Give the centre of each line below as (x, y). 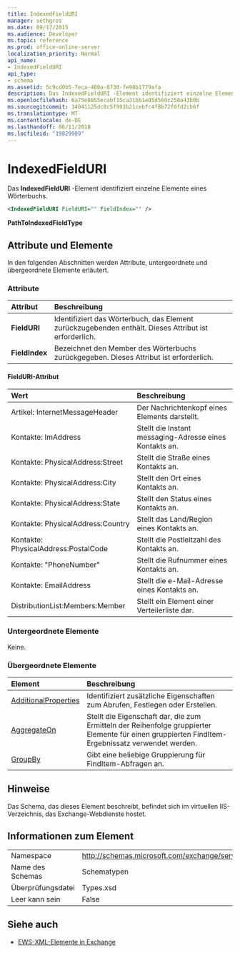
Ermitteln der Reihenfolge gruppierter (149, 725)
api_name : (22, 61)
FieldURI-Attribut (33, 376)
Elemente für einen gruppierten (139, 735)
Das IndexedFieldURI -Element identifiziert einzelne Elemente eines (107, 188)
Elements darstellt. (168, 416)
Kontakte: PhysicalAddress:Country (70, 523)
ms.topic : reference (38, 41)
